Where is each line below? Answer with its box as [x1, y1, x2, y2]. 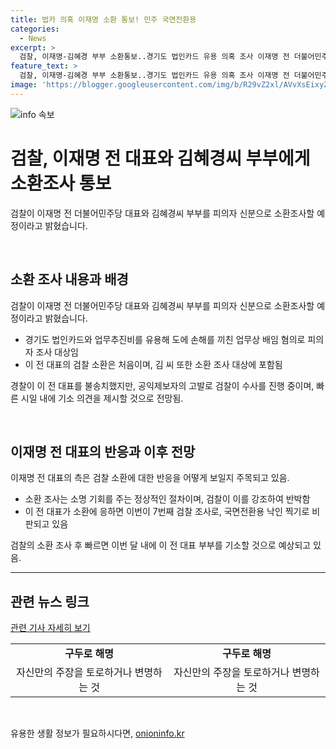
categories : [10, 24, 60, 34]
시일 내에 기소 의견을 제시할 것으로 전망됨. [20, 392, 184, 404]
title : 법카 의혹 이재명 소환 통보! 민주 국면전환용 [10, 14, 197, 25]
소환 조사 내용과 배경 [10, 271, 129, 288]
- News [19, 33, 47, 43]
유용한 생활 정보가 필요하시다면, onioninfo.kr [10, 727, 185, 740]
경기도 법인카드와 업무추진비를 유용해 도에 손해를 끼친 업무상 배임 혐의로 [24, 333, 306, 345]
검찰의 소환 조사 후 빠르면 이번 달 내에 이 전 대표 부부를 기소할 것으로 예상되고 [10, 539, 312, 551]
